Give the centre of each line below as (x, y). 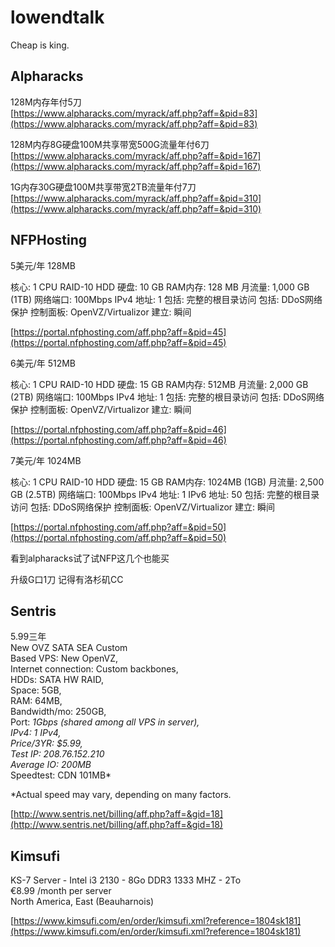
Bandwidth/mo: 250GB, (58, 712)
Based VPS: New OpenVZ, (64, 658)
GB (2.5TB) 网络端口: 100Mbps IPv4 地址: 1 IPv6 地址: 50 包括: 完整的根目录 (165, 494)
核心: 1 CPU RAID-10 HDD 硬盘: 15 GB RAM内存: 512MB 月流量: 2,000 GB (159, 384)
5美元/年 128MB (43, 265)
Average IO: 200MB (51, 765)
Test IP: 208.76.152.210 (57, 754)
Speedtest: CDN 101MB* (61, 775)
